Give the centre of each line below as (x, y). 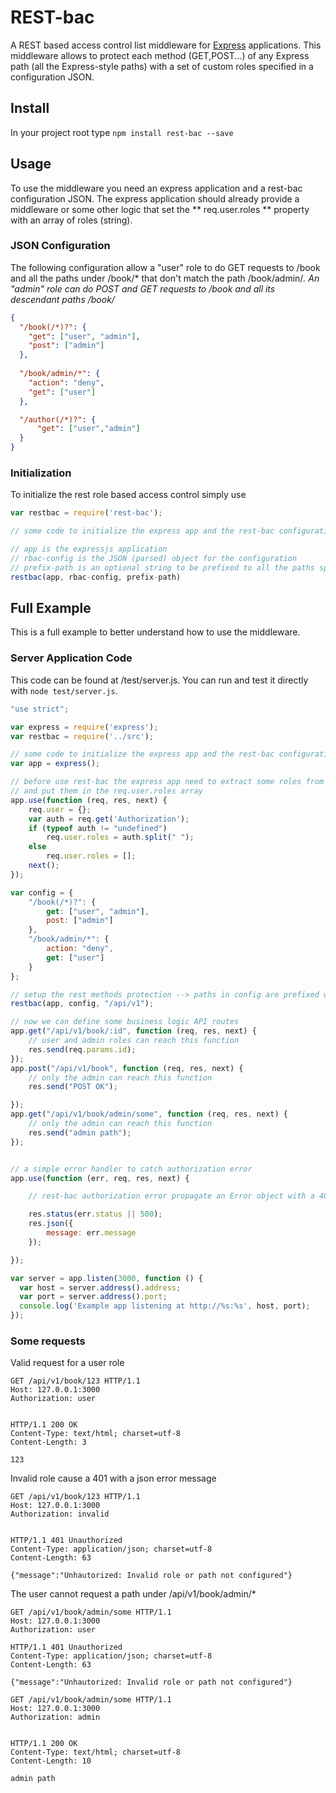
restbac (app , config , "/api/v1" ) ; (82, 1004)
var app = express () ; (55, 764)
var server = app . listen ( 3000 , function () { (106, 1278)
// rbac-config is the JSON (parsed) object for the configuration (154, 559)
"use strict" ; (40, 709)
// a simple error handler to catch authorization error (131, 1169)
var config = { (42, 892)
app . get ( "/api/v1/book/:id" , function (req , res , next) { (133, 1031)
